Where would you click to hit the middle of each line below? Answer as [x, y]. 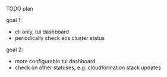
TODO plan [20, 9]
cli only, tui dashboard [42, 32]
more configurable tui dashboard [55, 61]
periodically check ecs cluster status [60, 38]
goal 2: [15, 50]
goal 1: [14, 20]
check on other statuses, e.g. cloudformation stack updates [88, 67]
